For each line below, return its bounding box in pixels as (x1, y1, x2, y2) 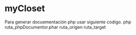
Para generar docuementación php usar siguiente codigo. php (4, 19, 132, 25)
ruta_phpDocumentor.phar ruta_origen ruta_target (4, 24, 106, 30)
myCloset (4, 3, 45, 14)
